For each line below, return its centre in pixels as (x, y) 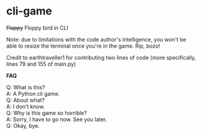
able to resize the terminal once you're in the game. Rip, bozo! (83, 46)
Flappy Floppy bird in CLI (37, 28)
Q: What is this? (26, 87)
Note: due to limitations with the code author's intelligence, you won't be (96, 39)
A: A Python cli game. (33, 93)
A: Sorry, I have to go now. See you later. (57, 119)
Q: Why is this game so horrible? (47, 113)
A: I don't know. (26, 106)
